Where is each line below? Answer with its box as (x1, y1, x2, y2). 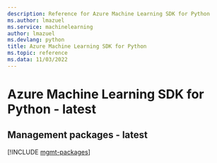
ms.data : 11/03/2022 (7, 56, 69, 63)
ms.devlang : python (7, 37, 65, 44)
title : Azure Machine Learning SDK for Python (7, 43, 147, 50)
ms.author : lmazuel (7, 17, 65, 24)
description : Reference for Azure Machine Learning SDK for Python (7, 10, 211, 18)
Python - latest (7, 101, 97, 117)
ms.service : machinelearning (7, 23, 93, 30)
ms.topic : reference (7, 50, 69, 57)
